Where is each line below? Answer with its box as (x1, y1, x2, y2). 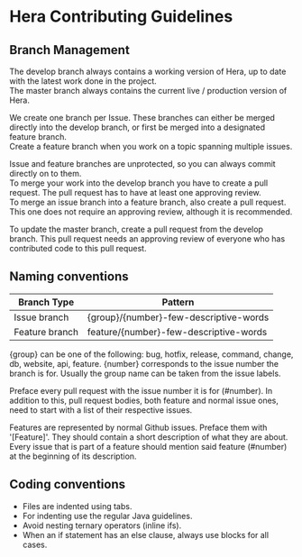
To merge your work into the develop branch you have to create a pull (9, 178, 269, 188)
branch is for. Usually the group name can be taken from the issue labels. (9, 368, 281, 379)
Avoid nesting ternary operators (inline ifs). (22, 520, 182, 531)
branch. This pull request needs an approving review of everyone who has (9, 233, 286, 244)
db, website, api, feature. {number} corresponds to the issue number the (9, 358, 279, 369)
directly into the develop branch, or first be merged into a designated (9, 122, 266, 132)
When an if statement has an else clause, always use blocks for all (22, 529, 269, 540)
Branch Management (9, 42, 131, 58)
